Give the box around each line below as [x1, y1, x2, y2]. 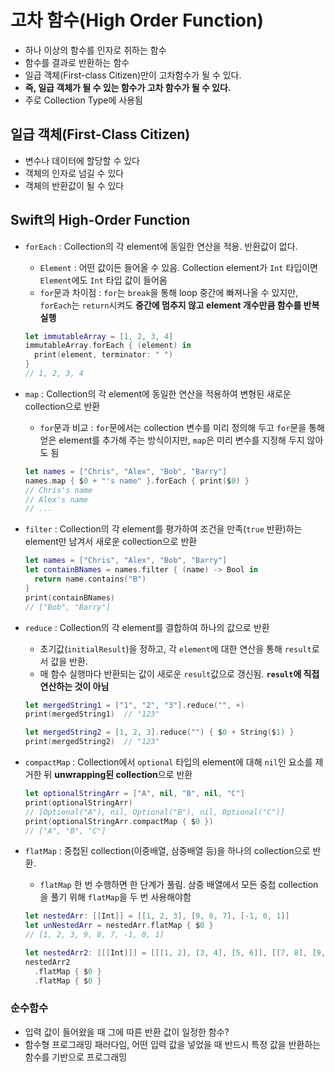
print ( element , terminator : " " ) [34, 350, 174, 360]
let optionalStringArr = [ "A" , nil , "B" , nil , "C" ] [24, 789, 245, 799]
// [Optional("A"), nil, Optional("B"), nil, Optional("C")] [24, 807, 286, 817]
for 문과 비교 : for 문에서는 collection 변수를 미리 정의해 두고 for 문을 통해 [39, 421, 325, 433]
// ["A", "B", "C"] [24, 826, 107, 836]
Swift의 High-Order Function [10, 212, 191, 229]
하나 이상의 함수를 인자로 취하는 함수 [24, 44, 167, 56]
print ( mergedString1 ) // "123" [24, 709, 160, 720]
